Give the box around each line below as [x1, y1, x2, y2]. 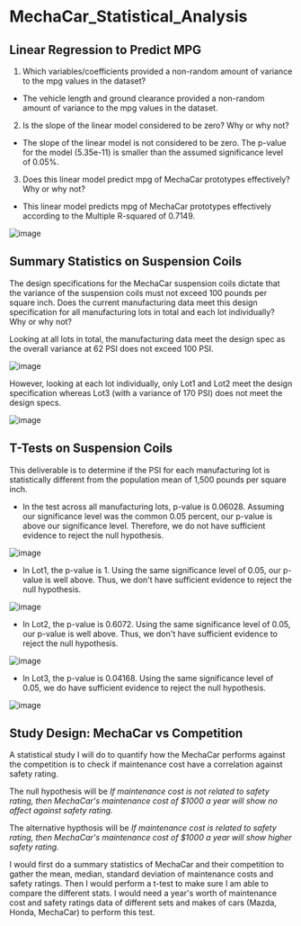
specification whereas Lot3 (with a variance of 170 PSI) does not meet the [9, 387, 283, 398]
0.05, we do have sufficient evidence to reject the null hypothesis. [22, 682, 267, 693]
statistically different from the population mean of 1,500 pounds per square [9, 474, 288, 485]
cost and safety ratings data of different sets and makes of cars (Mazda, [9, 897, 277, 908]
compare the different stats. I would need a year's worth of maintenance [9, 888, 277, 899]
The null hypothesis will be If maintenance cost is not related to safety [9, 786, 270, 797]
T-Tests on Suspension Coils [9, 441, 173, 456]
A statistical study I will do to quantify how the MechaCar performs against [9, 750, 286, 760]
